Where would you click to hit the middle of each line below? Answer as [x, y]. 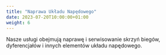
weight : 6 [18, 22]
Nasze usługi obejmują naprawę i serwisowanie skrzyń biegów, [83, 40]
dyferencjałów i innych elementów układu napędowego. [74, 46]
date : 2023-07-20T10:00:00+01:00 [47, 17]
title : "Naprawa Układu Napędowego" [51, 12]
